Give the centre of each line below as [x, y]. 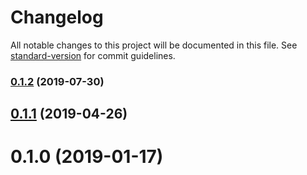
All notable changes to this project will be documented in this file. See [154, 45]
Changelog [57, 17]
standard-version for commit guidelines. [93, 55]
